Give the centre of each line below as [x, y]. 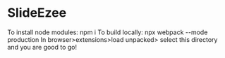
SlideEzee [37, 13]
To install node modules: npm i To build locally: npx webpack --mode [108, 32]
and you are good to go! [42, 47]
